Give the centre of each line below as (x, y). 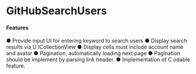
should (15, 60)
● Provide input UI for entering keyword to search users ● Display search (97, 41)
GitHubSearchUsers (57, 11)
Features (17, 27)
